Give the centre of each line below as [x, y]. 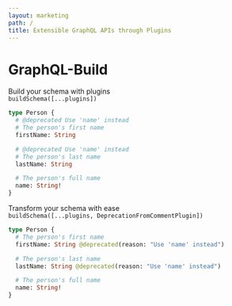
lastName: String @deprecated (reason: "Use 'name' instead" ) [118, 266]
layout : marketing [38, 15]
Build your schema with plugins [59, 91]
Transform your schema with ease [64, 208]
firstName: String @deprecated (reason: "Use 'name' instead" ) [120, 244]
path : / [21, 23]
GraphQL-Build [58, 69]
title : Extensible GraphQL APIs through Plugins [90, 30]
